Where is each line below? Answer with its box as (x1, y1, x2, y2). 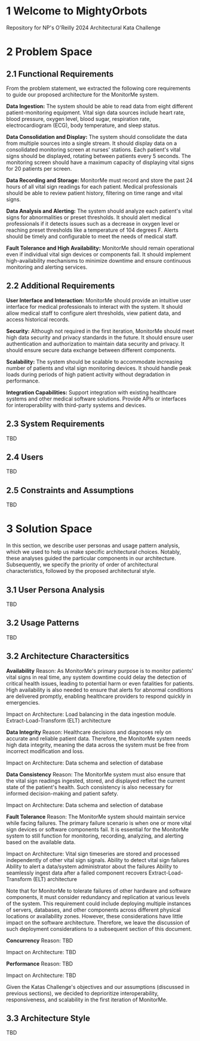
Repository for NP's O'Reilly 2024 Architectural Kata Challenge (6, 24, 161, 31)
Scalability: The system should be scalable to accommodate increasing (6, 358, 183, 365)
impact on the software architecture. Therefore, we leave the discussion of (6, 919, 190, 926)
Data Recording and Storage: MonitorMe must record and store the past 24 (6, 177, 193, 184)
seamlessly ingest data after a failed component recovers (6, 869, 147, 876)
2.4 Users (6, 452, 44, 462)
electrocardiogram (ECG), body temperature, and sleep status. (6, 122, 160, 129)
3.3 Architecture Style (6, 1013, 91, 1023)
